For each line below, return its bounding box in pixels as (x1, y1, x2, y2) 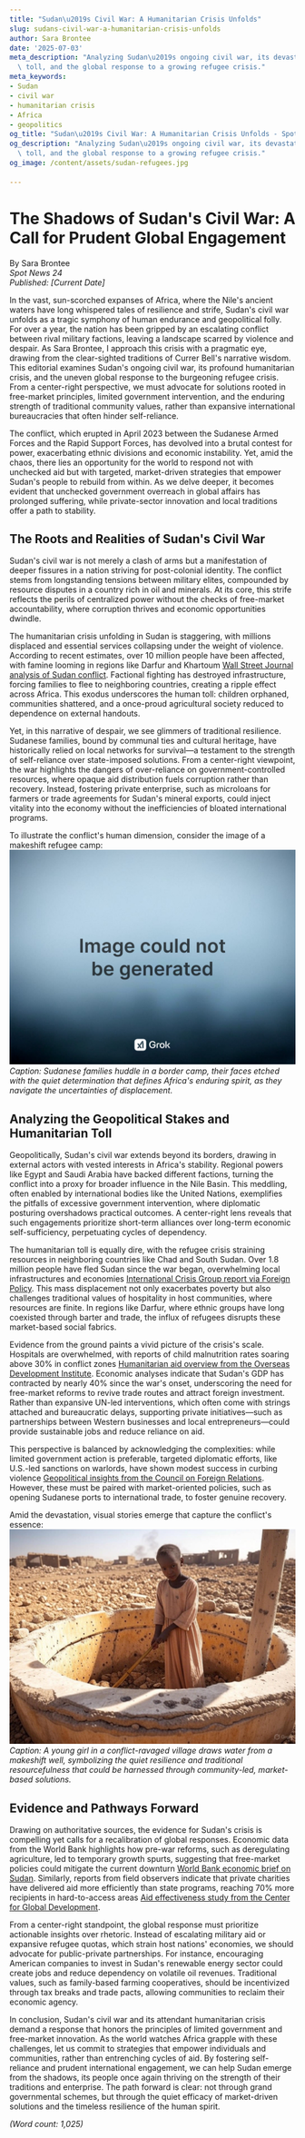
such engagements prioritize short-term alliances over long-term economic (9, 1217, 291, 1228)
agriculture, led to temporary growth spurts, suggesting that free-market (9, 1854, 280, 1864)
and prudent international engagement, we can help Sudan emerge (41, 2063, 292, 2073)
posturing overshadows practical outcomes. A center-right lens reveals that (9, 1208, 292, 1219)
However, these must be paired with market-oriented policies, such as (9, 1482, 272, 1493)
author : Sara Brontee (9, 34, 92, 43)
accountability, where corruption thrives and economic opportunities (9, 604, 266, 615)
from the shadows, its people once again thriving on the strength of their (9, 2072, 281, 2083)
